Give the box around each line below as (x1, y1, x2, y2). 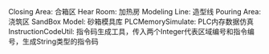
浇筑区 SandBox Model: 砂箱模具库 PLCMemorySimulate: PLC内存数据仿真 (8, 17, 255, 26)
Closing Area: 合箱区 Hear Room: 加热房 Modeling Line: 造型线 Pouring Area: (8, 7, 261, 16)
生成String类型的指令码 (22, 37, 99, 46)
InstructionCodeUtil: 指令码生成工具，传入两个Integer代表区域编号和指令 (8, 27, 247, 36)
